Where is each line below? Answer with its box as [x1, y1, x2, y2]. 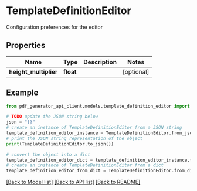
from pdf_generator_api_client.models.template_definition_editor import [6, 103, 191, 109]
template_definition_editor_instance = [6, 130, 104, 136]
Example [6, 88, 39, 98]
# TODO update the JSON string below [6, 114, 98, 120]
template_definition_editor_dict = [6, 157, 93, 163]
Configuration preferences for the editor [6, 23, 103, 30]
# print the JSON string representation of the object [6, 135, 143, 141]
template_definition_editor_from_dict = [6, 168, 107, 174]
